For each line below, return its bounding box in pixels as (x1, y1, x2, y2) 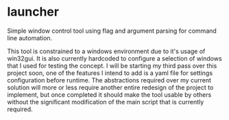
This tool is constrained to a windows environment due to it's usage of (7, 47, 206, 55)
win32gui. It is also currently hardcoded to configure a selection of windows (7, 54, 222, 62)
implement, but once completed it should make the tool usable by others (7, 90, 212, 99)
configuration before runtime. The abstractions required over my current (7, 76, 211, 84)
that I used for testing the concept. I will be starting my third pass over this (7, 61, 217, 70)
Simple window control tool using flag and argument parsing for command (7, 27, 217, 35)
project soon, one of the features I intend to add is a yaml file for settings (7, 69, 213, 77)
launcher (7, 4, 60, 20)
